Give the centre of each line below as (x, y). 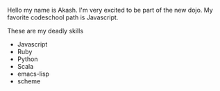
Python (27, 59)
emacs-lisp (33, 74)
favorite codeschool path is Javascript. (63, 17)
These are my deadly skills (45, 31)
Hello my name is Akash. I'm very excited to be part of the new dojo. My (110, 10)
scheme (29, 81)
